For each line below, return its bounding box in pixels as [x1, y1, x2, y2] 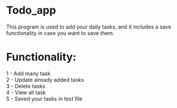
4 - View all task [6, 88, 46, 96]
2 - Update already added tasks [6, 76, 85, 83]
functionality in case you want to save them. [6, 29, 114, 36]
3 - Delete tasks [6, 82, 46, 90]
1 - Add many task [6, 69, 51, 77]
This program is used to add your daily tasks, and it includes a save [6, 23, 172, 30]
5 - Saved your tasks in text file [6, 95, 83, 102]
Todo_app [6, 4, 57, 17]
